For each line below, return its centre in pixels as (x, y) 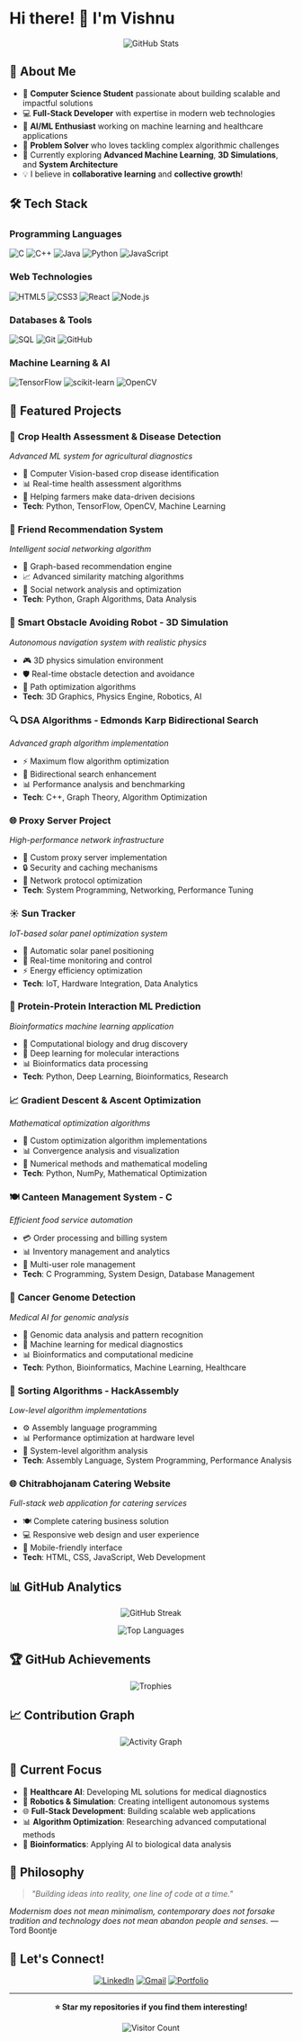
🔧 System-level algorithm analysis (85, 1450)
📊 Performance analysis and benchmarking (104, 784)
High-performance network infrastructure (87, 840)
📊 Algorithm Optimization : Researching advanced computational (144, 1821)
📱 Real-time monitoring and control (87, 960)
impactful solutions (58, 103)
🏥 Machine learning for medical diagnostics (102, 1344)
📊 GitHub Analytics (66, 1587)
